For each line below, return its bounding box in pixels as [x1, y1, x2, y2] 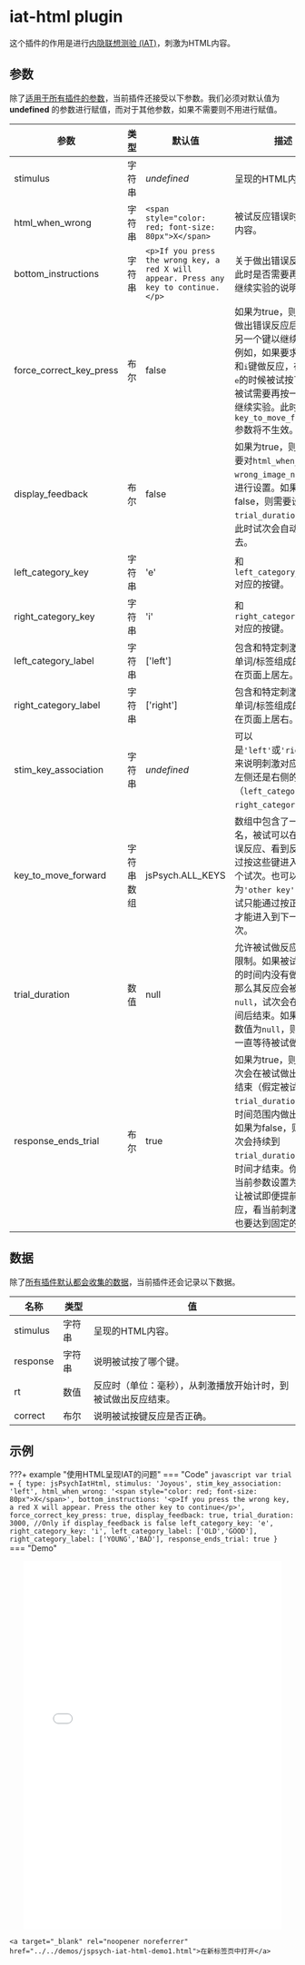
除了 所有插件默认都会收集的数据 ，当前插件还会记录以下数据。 [9, 1276, 241, 1287]
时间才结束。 [234, 1162, 290, 1175]
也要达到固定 [234, 1217, 290, 1229]
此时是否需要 [234, 268, 290, 281]
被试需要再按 [234, 387, 290, 400]
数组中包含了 [234, 815, 290, 827]
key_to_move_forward [14, 869, 107, 882]
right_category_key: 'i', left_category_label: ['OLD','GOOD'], [9, 1527, 258, 1536]
